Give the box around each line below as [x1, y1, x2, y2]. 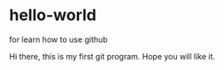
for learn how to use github [9, 34, 108, 45]
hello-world [9, 5, 97, 25]
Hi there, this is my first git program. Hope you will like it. [9, 51, 215, 61]
